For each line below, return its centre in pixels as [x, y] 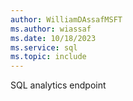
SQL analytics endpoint [58, 85]
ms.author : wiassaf [51, 29]
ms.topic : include [48, 57]
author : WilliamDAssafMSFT [66, 19]
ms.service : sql [44, 47]
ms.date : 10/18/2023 [53, 38]
